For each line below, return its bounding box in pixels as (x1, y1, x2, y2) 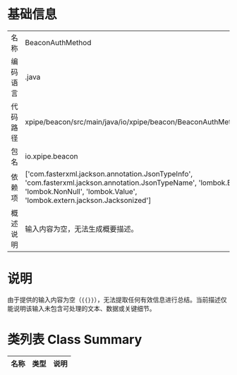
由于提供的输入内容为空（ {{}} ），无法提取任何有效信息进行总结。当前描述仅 (7, 295, 227, 304)
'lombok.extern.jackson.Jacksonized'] (25, 195, 152, 205)
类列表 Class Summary (7, 332, 142, 348)
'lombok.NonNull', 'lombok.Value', (25, 186, 138, 196)
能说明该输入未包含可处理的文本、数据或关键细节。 (7, 304, 156, 312)
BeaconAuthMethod (25, 37, 92, 47)
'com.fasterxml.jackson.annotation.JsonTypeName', (25, 178, 197, 187)
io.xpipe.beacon (25, 151, 79, 161)
